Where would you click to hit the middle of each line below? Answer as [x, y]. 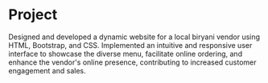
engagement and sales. [47, 70]
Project [33, 15]
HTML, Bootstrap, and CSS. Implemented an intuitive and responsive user [130, 45]
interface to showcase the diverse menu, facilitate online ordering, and [126, 53]
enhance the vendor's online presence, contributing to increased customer [132, 62]
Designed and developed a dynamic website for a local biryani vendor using [134, 37]
